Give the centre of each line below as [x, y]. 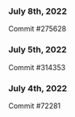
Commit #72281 [35, 106]
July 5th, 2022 [37, 50]
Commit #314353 [37, 67]
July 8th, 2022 [37, 11]
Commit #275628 [37, 29]
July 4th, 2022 [38, 88]
